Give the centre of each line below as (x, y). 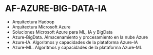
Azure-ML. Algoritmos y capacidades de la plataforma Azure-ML (77, 47)
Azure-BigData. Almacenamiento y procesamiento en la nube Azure (80, 37)
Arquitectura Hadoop (33, 22)
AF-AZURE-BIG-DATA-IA (56, 8)
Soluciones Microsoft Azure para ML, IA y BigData (62, 32)
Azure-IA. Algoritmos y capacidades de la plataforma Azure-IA (75, 42)
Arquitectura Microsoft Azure (41, 27)
